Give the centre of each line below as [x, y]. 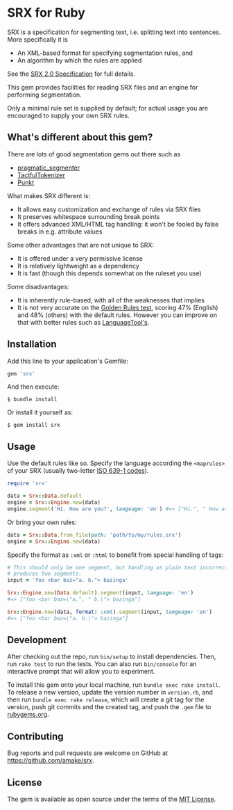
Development [37, 640]
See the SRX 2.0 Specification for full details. [71, 74]
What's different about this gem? [80, 137]
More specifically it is [37, 39]
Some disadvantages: [38, 286]
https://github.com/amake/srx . [51, 761]
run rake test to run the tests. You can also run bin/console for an [102, 664]
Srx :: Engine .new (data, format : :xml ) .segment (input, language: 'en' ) [110, 612]
